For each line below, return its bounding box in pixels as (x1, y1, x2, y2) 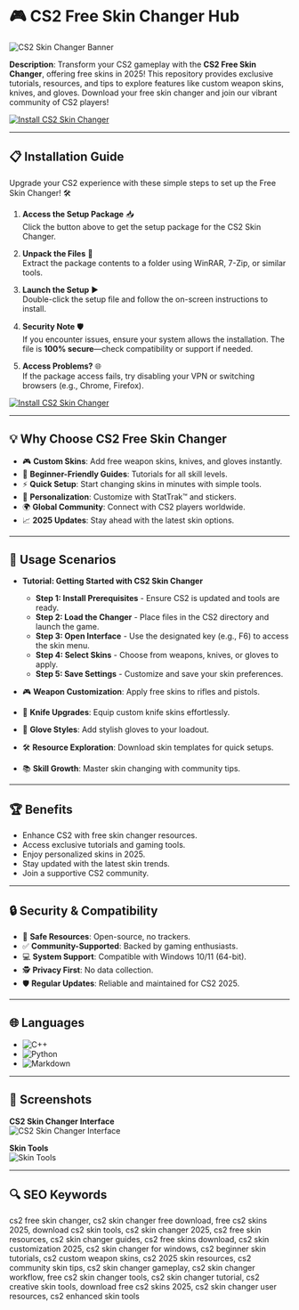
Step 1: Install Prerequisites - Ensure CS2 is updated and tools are (35, 593, 280, 604)
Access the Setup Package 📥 (21, 208, 134, 219)
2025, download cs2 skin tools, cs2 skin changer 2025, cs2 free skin (9, 1225, 262, 1235)
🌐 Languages (9, 1015, 85, 1030)
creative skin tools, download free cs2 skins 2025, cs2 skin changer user (9, 1282, 278, 1292)
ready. (35, 602, 60, 614)
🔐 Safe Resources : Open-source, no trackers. (21, 932, 191, 941)
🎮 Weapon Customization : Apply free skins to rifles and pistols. (21, 687, 261, 697)
